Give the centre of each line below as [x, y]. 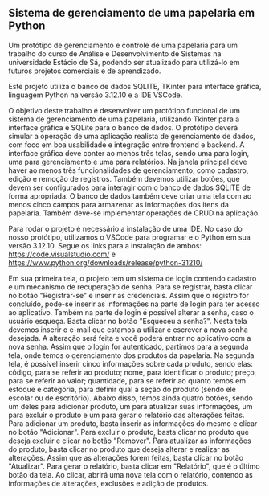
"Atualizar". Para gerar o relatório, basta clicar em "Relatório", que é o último [134, 466]
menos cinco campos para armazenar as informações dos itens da [118, 204]
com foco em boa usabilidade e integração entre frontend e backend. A [126, 145]
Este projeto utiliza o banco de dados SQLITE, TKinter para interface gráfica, [135, 86]
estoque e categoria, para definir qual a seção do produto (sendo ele [122, 389]
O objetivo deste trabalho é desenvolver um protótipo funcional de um [124, 110]
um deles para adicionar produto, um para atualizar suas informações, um [130, 406]
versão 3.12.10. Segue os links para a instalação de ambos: [105, 245]
